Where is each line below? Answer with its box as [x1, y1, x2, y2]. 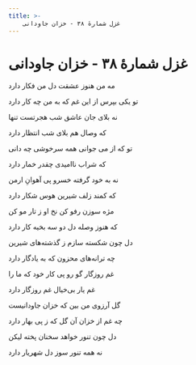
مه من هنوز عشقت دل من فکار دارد [8, 81, 115, 91]
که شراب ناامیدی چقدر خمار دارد [8, 159, 106, 169]
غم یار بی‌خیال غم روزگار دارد [8, 285, 95, 295]
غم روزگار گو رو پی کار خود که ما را [8, 269, 115, 279]
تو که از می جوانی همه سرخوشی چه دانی [8, 143, 133, 154]
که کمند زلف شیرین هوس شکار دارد [8, 191, 117, 201]
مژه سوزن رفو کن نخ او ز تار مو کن [8, 206, 115, 216]
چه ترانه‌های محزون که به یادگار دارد [8, 253, 115, 263]
